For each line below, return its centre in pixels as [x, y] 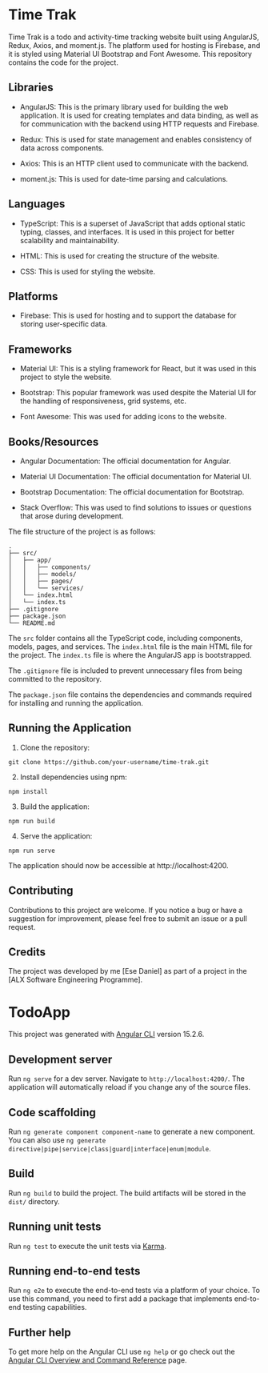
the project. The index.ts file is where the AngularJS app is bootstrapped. [130, 655]
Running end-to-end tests [74, 1271]
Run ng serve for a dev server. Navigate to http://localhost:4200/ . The [127, 1079]
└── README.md [32, 623]
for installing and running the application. [76, 703]
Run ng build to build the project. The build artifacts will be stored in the [127, 1193]
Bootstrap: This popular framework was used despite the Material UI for [138, 393]
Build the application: [54, 807]
